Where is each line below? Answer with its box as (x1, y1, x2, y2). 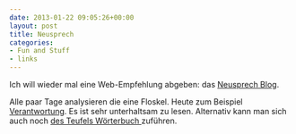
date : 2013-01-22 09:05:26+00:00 (9, 13, 135, 22)
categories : (9, 38, 54, 47)
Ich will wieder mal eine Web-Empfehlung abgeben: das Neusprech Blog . (9, 80, 280, 89)
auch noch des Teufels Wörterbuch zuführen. (9, 115, 178, 126)
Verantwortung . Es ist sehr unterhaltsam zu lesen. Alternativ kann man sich (9, 106, 287, 116)
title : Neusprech (9, 29, 74, 38)
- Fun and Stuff (9, 46, 70, 55)
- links (9, 54, 39, 63)
